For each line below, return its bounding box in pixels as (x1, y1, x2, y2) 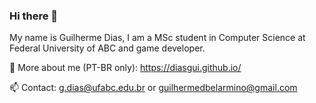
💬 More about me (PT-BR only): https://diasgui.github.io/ (9, 62, 242, 74)
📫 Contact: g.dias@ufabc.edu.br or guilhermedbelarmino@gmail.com (9, 82, 298, 94)
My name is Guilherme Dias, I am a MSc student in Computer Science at (9, 32, 306, 44)
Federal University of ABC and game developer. (9, 42, 206, 54)
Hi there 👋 (9, 9, 59, 23)
